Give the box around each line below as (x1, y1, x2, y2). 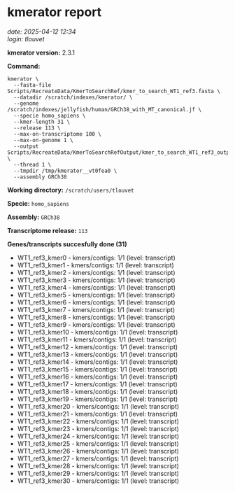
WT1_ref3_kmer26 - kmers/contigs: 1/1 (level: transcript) (17, 447, 180, 455)
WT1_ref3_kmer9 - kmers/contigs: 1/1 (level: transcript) (17, 320, 176, 329)
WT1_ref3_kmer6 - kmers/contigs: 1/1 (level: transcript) (17, 298, 176, 307)
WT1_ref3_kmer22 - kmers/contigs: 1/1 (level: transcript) (17, 417, 180, 426)
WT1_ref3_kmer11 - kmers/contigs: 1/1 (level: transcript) (17, 335, 177, 344)
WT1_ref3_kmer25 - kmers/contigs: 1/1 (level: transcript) (17, 439, 180, 448)
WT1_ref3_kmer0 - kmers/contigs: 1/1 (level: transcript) (17, 253, 176, 262)
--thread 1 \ (13, 161, 52, 168)
